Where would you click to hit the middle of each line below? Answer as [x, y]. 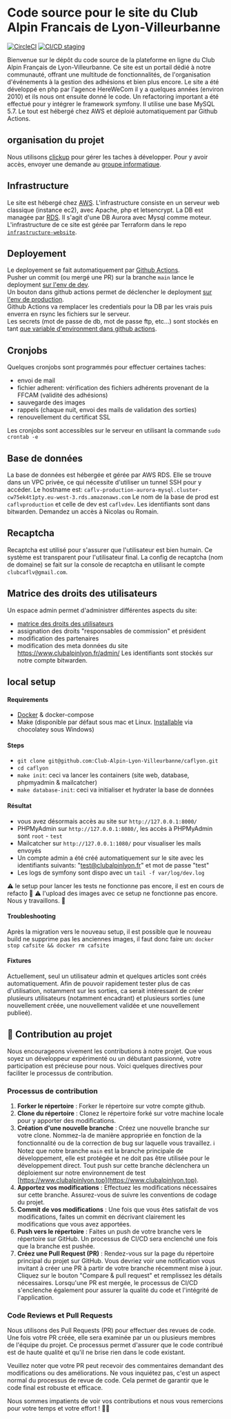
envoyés [29, 850]
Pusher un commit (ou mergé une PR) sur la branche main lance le [101, 277]
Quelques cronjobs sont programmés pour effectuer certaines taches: [107, 367]
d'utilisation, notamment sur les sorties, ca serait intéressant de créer [106, 991]
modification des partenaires [58, 638]
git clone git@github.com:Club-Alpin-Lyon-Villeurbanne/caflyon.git [118, 761]
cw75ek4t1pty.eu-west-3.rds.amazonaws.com [69, 498]
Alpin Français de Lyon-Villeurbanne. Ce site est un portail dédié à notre [109, 67]
